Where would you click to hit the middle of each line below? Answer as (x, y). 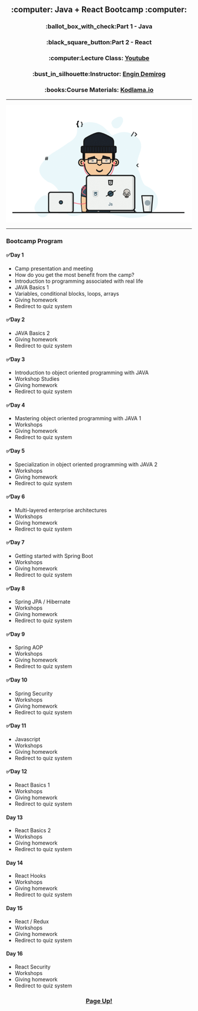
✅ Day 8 (16, 588)
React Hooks (30, 876)
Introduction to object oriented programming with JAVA (82, 373)
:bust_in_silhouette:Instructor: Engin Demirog (99, 74)
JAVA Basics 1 (32, 287)
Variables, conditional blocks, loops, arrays (67, 293)
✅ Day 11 (16, 726)
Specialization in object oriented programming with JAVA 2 (86, 464)
